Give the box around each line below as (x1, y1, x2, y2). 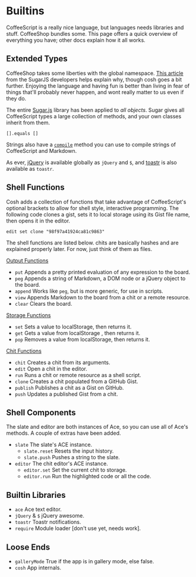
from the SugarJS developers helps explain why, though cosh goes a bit (6, 76, 182, 83)
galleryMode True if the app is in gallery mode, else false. (14, 558, 154, 565)
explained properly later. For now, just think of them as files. (6, 245, 153, 252)
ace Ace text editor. (14, 506, 62, 513)
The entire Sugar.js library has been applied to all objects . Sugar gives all (6, 106, 185, 114)
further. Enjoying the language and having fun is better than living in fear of (6, 82, 190, 89)
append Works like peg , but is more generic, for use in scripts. (14, 287, 163, 294)
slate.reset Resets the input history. (23, 447, 114, 454)
